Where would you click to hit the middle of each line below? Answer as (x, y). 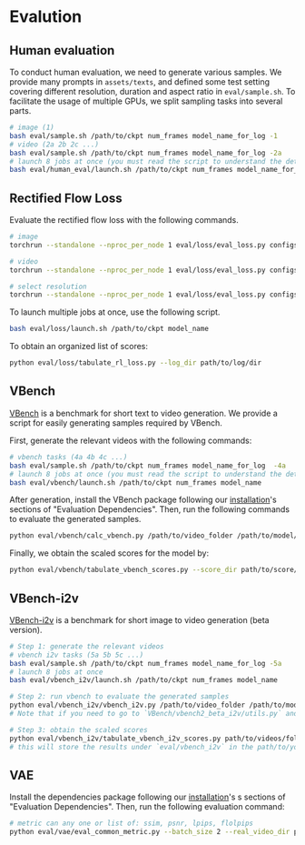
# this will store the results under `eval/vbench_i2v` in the (132, 747)
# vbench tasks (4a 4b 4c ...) (69, 457)
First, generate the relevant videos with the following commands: (131, 440)
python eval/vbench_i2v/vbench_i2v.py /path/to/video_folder (128, 705)
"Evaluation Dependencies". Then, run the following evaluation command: (147, 807)
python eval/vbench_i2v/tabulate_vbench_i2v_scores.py (115, 739)
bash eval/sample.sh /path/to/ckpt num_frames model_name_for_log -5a (146, 663)
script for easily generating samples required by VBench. (116, 422)
